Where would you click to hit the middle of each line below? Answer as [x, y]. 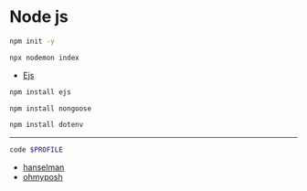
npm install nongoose [51, 108]
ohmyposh [43, 177]
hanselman [43, 167]
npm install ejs [40, 92]
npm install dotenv [47, 125]
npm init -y [32, 41]
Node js [39, 17]
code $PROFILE [37, 150]
